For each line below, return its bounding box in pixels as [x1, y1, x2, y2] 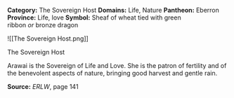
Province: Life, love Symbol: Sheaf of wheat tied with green [7, 13, 181, 22]
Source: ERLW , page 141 [7, 83, 79, 90]
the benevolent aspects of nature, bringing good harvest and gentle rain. [7, 69, 218, 77]
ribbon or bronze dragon [7, 21, 79, 29]
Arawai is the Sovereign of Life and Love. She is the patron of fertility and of [7, 62, 227, 69]
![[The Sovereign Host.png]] [7, 34, 89, 43]
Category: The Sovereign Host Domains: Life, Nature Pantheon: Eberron [7, 6, 220, 14]
